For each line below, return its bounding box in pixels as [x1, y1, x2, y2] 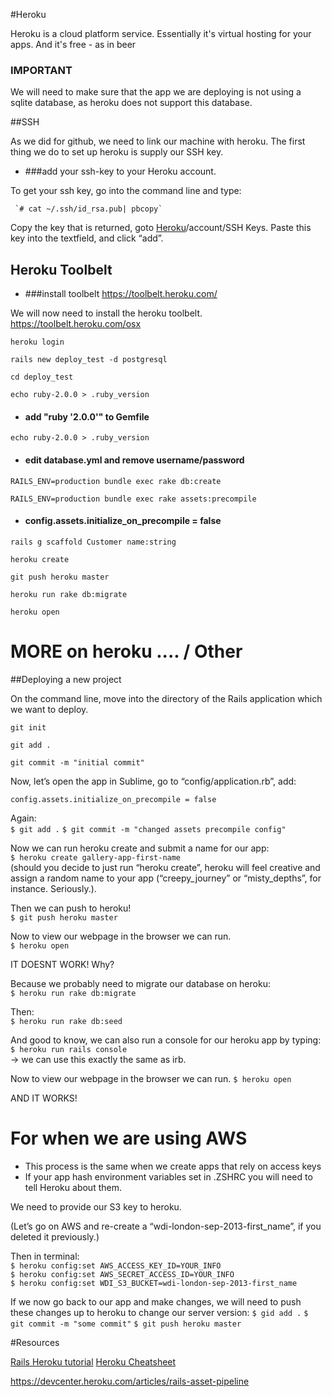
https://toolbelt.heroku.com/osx [10, 318, 142, 330]
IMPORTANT [10, 63, 73, 77]
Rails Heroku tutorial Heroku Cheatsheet [10, 1355, 177, 1368]
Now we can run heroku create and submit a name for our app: [10, 842, 270, 854]
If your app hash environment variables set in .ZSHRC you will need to [24, 1170, 313, 1183]
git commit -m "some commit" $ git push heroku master [10, 1319, 242, 1329]
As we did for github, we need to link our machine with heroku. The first [10, 135, 306, 148]
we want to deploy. [10, 703, 89, 715]
